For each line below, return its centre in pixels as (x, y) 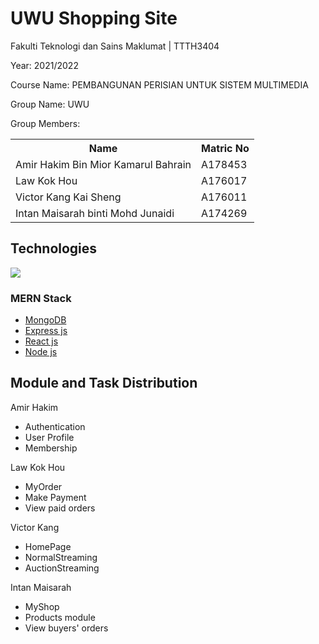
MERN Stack (41, 298)
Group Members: (45, 123)
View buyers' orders (66, 628)
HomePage (48, 546)
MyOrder (43, 486)
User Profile (49, 437)
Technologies (54, 248)
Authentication (55, 426)
